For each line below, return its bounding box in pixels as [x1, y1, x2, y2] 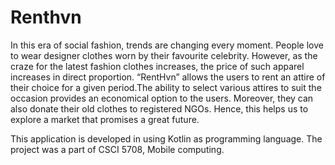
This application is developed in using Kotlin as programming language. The [10, 132, 323, 145]
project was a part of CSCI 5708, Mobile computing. [10, 143, 225, 155]
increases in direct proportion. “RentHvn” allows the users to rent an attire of [10, 71, 326, 83]
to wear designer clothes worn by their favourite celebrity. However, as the [10, 49, 318, 61]
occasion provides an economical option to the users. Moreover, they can [10, 92, 314, 104]
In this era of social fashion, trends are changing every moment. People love [10, 39, 324, 51]
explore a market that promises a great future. [10, 113, 200, 125]
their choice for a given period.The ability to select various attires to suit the [10, 81, 322, 93]
